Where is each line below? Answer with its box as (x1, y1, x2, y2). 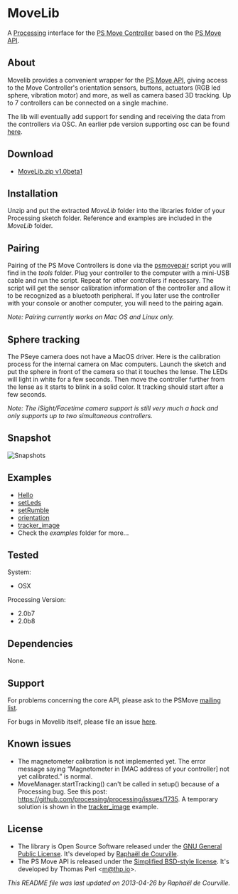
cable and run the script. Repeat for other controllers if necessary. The (7, 276, 215, 285)
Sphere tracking (7, 333, 80, 345)
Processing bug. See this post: (17, 787, 108, 796)
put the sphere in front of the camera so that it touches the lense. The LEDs (7, 368, 229, 375)
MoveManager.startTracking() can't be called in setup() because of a (17, 779, 220, 788)
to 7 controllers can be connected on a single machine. (7, 98, 168, 107)
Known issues (7, 738, 72, 750)
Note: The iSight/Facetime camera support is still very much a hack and (7, 404, 219, 412)
